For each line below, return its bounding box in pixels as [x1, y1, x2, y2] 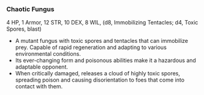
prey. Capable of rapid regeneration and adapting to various [15, 44, 167, 51]
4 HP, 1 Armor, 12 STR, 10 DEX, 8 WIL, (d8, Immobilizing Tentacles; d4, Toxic [6, 19, 198, 26]
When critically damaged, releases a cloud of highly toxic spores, [15, 70, 181, 77]
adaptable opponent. [15, 63, 69, 70]
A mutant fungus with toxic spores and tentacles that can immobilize [15, 37, 189, 45]
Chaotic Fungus [6, 5, 55, 13]
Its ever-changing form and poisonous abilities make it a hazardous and [15, 57, 196, 64]
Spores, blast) [6, 25, 42, 32]
